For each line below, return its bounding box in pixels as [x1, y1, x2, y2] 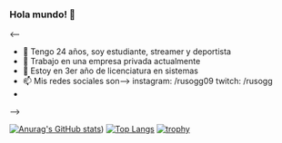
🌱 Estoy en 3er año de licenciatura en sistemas [22, 65, 198, 76]
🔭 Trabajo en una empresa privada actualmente [22, 56, 201, 67]
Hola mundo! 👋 [9, 8, 76, 21]
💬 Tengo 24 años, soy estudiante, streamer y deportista [22, 46, 232, 57]
